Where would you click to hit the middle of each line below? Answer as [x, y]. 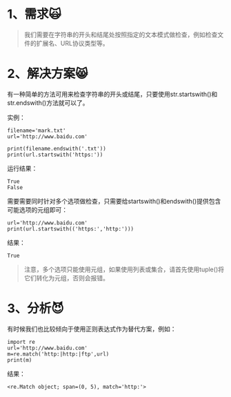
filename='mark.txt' [37, 130]
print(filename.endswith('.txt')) [57, 148]
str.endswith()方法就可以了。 [48, 103]
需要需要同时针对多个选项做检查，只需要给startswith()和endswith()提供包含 [114, 201]
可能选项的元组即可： [37, 210]
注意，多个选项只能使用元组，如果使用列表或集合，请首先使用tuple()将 [124, 269]
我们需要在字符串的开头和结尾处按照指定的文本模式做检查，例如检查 [121, 35]
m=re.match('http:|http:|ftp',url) [58, 354]
